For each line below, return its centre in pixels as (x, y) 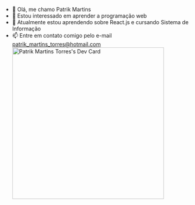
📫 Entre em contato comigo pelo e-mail (62, 35)
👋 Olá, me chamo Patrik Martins (51, 9)
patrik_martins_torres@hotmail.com (56, 44)
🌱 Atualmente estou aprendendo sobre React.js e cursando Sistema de (100, 22)
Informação (26, 29)
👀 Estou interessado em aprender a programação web (79, 16)
